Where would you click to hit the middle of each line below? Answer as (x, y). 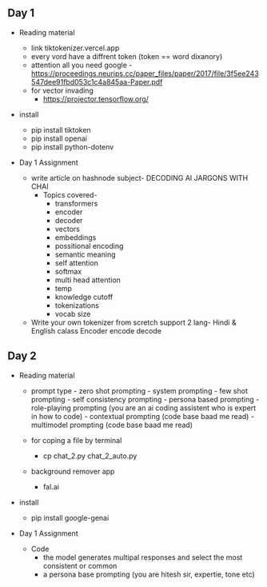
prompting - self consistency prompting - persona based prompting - (145, 399)
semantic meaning (85, 254)
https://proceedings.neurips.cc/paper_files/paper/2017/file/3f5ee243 (145, 73)
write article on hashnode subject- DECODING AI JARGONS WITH (139, 178)
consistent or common (80, 565)
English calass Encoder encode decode (96, 330)
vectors (68, 229)
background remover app (73, 471)
